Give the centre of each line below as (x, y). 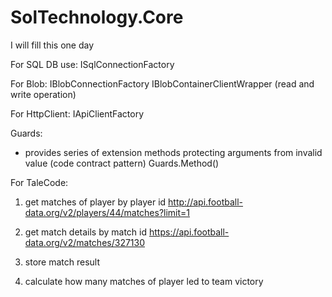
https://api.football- (189, 232)
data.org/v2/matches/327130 (85, 242)
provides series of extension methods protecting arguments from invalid (173, 152)
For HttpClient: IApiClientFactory (77, 113)
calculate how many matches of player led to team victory (144, 281)
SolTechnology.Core (97, 17)
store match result (62, 262)
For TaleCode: (39, 182)
